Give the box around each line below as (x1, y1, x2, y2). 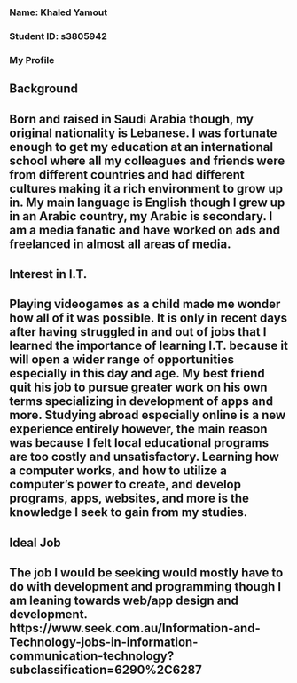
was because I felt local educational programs (9, 435, 270, 450)
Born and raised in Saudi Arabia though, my (9, 111, 254, 126)
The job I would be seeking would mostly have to (9, 566, 284, 581)
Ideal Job (9, 535, 62, 550)
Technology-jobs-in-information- (9, 635, 199, 650)
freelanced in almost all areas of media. (9, 236, 231, 251)
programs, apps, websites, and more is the (9, 491, 250, 506)
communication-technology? (9, 648, 175, 663)
